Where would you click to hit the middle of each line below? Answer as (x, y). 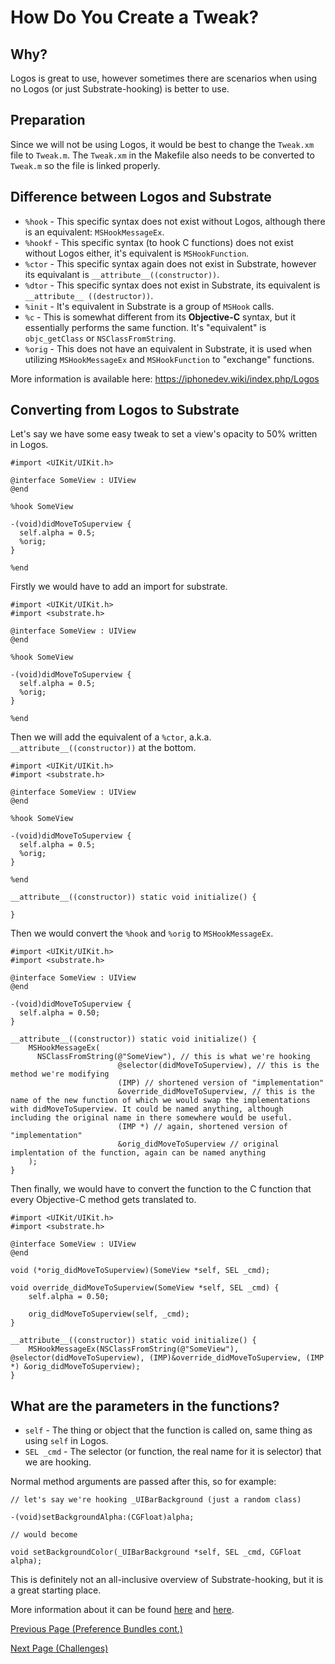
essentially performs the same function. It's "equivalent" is (145, 327)
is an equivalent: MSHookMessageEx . (94, 232)
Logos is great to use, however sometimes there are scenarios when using (164, 78)
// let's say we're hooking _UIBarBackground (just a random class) (156, 1500)
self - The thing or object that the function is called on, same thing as (168, 1430)
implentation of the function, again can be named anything (138, 1153)
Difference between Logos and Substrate (141, 197)
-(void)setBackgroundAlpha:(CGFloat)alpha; (102, 1517)
